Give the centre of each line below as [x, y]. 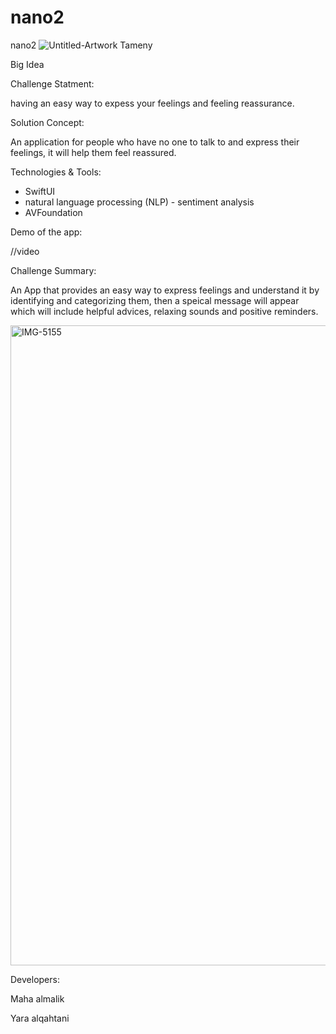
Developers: [35, 979]
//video [25, 251]
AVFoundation [53, 212]
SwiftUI [40, 191]
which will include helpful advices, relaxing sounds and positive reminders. [164, 311]
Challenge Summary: [53, 270]
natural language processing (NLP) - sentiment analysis [139, 202]
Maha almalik [37, 998]
